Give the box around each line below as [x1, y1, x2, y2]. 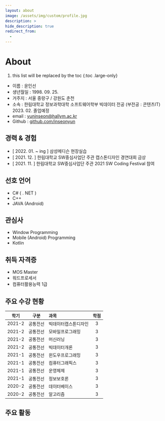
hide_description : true [5, 24, 54, 29]
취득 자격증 [5, 255, 37, 264]
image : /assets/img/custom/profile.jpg [5, 13, 87, 18]
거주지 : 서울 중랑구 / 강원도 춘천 [12, 95, 75, 101]
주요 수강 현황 [5, 297, 44, 305]
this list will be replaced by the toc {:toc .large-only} [12, 72, 118, 78]
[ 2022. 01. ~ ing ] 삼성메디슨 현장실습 [12, 148, 87, 154]
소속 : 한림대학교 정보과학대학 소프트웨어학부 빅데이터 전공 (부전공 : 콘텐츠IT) [12, 101, 161, 107]
